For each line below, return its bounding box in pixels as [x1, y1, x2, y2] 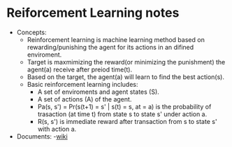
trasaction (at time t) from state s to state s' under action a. [37, 110, 208, 118]
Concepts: [16, 28, 47, 36]
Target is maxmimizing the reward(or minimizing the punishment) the [27, 57, 226, 66]
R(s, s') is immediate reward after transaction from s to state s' [37, 117, 217, 125]
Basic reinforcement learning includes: [27, 80, 138, 88]
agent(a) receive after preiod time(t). [27, 65, 133, 73]
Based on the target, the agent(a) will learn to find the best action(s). [27, 72, 225, 81]
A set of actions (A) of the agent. [37, 94, 132, 103]
